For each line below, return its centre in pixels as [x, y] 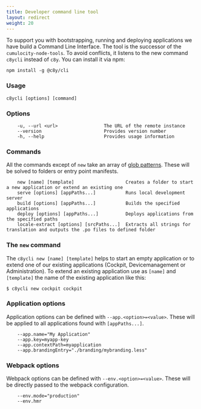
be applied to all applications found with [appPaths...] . [75, 323]
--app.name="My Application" [54, 334]
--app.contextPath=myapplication [59, 345]
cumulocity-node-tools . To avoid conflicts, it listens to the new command [97, 53]
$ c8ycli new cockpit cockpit [44, 288]
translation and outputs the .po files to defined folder [81, 230]
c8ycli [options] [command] [42, 98]
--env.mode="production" [48, 396]
